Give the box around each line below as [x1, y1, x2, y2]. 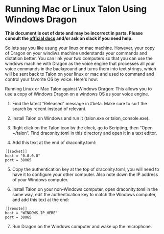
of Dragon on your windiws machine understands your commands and [5, 50, 147, 56]
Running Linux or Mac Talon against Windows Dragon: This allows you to [5, 86, 152, 91]
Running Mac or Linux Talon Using [5, 3, 147, 15]
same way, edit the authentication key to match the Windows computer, [12, 191, 157, 197]
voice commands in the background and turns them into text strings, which [5, 65, 157, 72]
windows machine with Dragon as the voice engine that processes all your [5, 60, 155, 66]
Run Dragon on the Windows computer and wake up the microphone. [12, 223, 152, 229]
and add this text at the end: [12, 197, 70, 203]
